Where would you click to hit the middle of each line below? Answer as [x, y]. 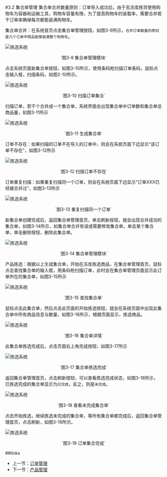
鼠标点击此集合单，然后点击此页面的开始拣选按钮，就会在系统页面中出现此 [81, 308]
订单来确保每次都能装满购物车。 [42, 20]
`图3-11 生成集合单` [83, 134]
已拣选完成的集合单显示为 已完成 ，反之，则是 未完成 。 [58, 384]
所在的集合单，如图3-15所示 [38, 277]
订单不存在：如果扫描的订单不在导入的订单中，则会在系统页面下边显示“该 [80, 144]
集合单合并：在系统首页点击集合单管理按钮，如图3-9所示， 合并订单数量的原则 [82, 30]
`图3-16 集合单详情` [83, 335]
